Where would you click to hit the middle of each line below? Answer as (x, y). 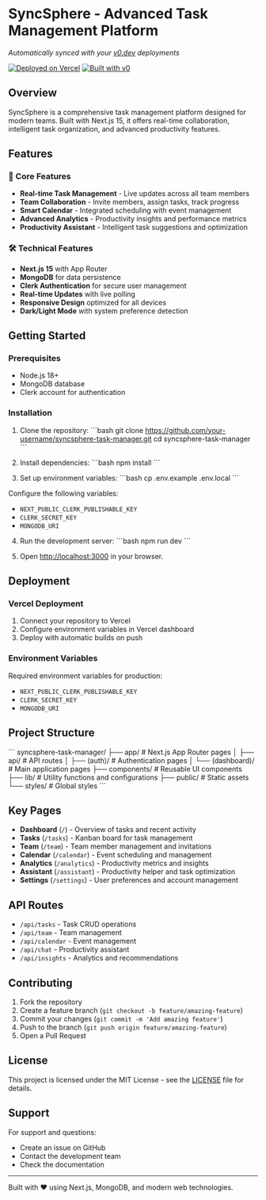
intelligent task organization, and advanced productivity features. (114, 128)
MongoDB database (52, 384)
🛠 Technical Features (51, 248)
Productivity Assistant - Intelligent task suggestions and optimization (133, 228)
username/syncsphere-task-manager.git (85, 439)
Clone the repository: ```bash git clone (82, 430)
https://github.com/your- (186, 430)
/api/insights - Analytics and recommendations (99, 958)
